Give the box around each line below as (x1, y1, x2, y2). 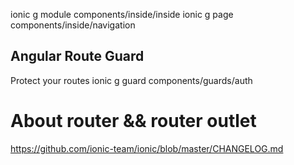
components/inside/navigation (10, 19, 136, 31)
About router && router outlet (10, 110, 257, 132)
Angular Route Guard (10, 48, 145, 65)
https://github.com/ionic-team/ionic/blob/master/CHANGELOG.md (10, 142, 284, 154)
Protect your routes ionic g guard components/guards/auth (10, 74, 253, 86)
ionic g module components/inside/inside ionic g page (10, 9, 234, 20)
